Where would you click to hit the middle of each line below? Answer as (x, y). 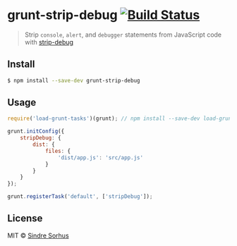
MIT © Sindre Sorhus (38, 235)
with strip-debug (49, 42)
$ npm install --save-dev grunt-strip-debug (74, 80)
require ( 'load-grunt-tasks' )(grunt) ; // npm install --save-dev (104, 119)
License (25, 219)
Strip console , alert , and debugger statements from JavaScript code (123, 35)
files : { (58, 151)
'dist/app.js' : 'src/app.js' (100, 158)
